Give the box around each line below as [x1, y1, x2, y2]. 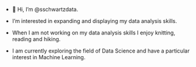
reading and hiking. [12, 36, 61, 42]
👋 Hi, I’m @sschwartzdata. [12, 6, 79, 13]
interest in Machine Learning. [12, 54, 86, 60]
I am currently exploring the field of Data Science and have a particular [12, 47, 190, 54]
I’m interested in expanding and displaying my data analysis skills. [12, 18, 178, 24]
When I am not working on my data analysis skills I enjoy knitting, [12, 29, 175, 36]
